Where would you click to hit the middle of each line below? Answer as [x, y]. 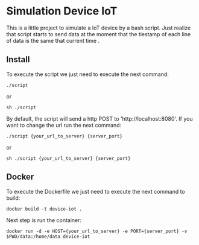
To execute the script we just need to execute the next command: [87, 74]
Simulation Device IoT [62, 11]
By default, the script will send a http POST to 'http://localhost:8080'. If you [99, 118]
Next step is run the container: [44, 220]
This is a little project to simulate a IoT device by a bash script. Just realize [99, 28]
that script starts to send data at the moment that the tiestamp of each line [99, 34]
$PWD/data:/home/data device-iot [48, 237]
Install [18, 59]
